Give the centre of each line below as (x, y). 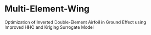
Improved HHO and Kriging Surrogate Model (49, 27)
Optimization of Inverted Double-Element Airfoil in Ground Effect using (75, 22)
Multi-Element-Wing (47, 9)
